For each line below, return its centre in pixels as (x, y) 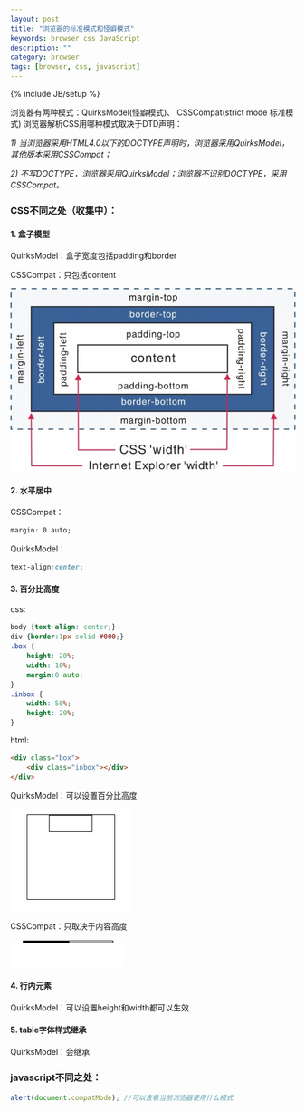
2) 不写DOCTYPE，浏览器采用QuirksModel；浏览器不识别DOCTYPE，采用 (149, 173)
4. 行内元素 (31, 986)
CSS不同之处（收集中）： (64, 210)
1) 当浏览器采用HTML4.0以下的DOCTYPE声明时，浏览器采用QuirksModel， (150, 143)
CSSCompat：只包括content (63, 275)
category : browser (45, 57)
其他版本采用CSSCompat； (61, 154)
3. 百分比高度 (35, 589)
